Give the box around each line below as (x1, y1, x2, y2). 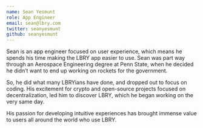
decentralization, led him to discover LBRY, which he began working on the (6, 92, 194, 99)
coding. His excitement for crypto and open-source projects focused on (6, 85, 186, 92)
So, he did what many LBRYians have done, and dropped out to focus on (6, 79, 187, 86)
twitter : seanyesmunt (6, 25, 61, 32)
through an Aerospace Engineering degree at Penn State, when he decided (6, 61, 194, 68)
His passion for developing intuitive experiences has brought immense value (6, 110, 197, 117)
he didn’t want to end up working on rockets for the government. (6, 67, 168, 74)
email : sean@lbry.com (6, 20, 61, 26)
